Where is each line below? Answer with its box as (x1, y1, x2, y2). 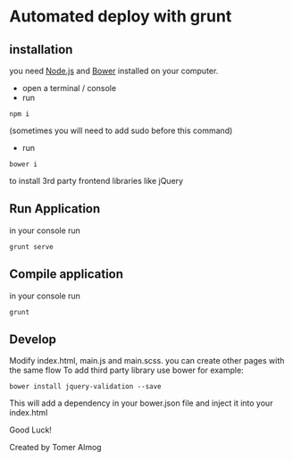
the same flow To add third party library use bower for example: (9, 365, 244, 376)
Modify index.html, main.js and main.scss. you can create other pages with (9, 356, 285, 366)
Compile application (9, 266, 123, 282)
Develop (9, 332, 56, 348)
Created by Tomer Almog (9, 442, 102, 453)
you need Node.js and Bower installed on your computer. (9, 65, 219, 76)
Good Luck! (9, 424, 52, 435)
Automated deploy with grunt (9, 6, 232, 27)
